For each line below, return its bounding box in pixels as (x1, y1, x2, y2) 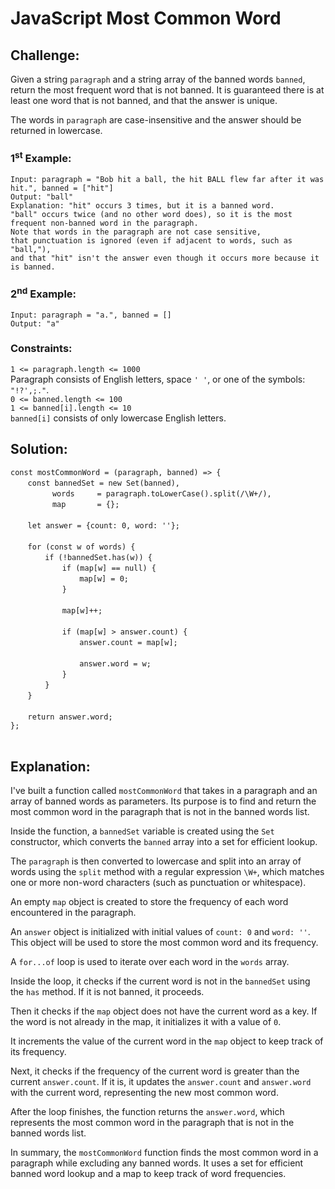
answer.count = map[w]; (79, 637, 178, 647)
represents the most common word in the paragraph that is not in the (10, 1117, 295, 1129)
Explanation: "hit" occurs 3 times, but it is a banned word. (10, 200, 275, 211)
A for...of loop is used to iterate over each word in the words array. (10, 956, 290, 968)
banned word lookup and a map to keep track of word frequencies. (10, 1168, 287, 1180)
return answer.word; (27, 712, 113, 722)
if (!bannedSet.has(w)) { (44, 552, 153, 562)
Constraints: (10, 342, 73, 356)
